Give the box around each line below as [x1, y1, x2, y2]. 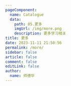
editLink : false [5, 64, 39, 69]
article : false [5, 54, 37, 60]
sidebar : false [5, 50, 37, 55]
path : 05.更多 [14, 21, 42, 27]
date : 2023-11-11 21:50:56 [5, 40, 62, 46]
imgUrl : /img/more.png [14, 26, 62, 31]
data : [10, 17, 22, 22]
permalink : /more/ [5, 45, 44, 50]
